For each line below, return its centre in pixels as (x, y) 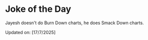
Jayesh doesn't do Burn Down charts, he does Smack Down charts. (74, 23)
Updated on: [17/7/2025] (30, 32)
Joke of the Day (38, 9)
